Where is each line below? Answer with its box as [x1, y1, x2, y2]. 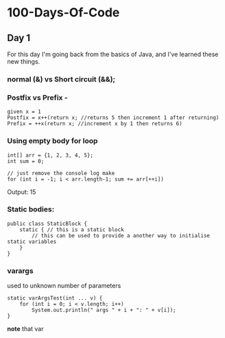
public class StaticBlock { [7, 220, 88, 227]
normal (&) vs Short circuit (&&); [7, 74, 115, 83]
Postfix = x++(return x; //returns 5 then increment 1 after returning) [7, 114, 220, 121]
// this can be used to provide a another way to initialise [32, 232, 211, 239]
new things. [7, 57, 40, 66]
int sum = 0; [7, 157, 45, 165]
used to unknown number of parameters [7, 282, 121, 290]
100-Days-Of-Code [7, 5, 120, 21]
